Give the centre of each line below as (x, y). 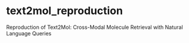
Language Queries (29, 33)
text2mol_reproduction (65, 11)
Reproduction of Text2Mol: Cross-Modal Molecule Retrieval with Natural (94, 27)
